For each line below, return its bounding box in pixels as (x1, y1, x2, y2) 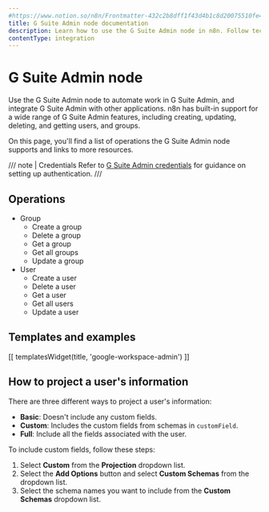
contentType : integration (8, 34, 94, 43)
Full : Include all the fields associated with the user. (19, 429, 187, 438)
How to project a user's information (8, 375, 189, 389)
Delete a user (31, 282, 76, 291)
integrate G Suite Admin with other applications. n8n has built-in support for (8, 104, 259, 113)
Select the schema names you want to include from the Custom (19, 486, 231, 495)
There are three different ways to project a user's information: (8, 396, 212, 406)
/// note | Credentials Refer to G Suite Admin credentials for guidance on (8, 161, 247, 170)
